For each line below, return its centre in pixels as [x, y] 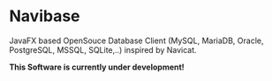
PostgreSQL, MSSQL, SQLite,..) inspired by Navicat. [103, 49]
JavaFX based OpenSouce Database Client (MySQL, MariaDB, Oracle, [136, 40]
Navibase [45, 16]
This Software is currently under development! [97, 67]
